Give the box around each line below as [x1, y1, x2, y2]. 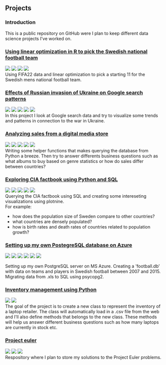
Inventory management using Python [5, 286, 97, 293]
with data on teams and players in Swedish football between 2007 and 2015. [5, 268, 161, 274]
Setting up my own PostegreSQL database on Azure [5, 242, 132, 248]
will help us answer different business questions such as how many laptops [5, 319, 159, 325]
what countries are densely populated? [12, 219, 92, 225]
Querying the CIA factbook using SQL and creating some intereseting [5, 193, 147, 199]
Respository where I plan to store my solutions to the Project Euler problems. [5, 354, 162, 360]
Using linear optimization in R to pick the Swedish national [5, 48, 148, 55]
